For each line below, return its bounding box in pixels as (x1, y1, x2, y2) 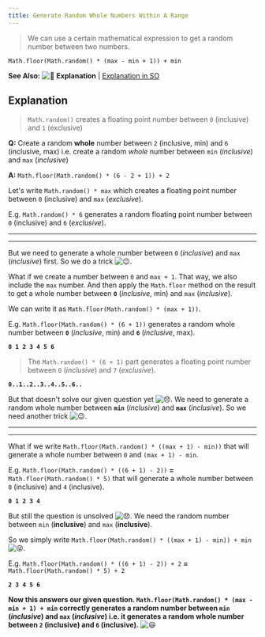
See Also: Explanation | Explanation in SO (8, 70, 160, 80)
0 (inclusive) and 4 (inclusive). (8, 482, 105, 491)
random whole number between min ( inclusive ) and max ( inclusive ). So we (8, 403, 247, 412)
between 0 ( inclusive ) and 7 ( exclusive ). (27, 366, 156, 375)
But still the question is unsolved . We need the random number (8, 511, 230, 521)
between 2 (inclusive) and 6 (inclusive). (8, 620, 140, 630)
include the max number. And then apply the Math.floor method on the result (8, 280, 256, 290)
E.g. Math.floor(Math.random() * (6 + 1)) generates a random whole (8, 320, 235, 329)
